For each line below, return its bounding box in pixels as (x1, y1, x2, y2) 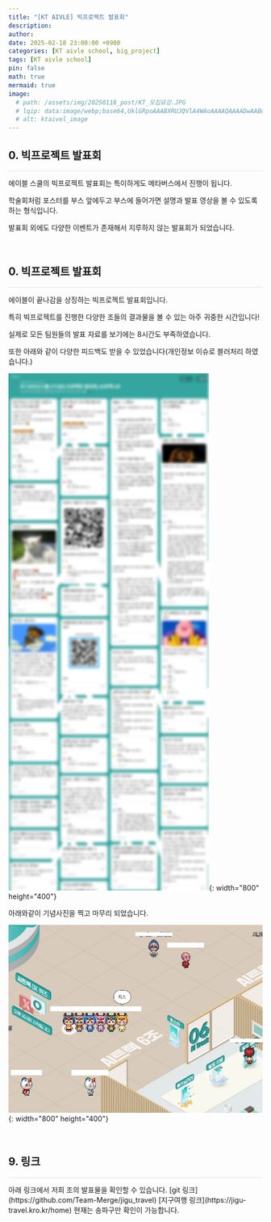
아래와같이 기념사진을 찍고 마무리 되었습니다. (8, 908, 149, 917)
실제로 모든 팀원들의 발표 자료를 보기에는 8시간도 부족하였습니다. (8, 329, 211, 339)
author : (8, 30, 35, 38)
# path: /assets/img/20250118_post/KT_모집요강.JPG (15, 98, 186, 107)
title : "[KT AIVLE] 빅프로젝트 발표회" (8, 13, 129, 21)
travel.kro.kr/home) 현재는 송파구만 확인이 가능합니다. (8, 1205, 180, 1216)
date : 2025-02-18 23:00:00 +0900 (8, 39, 121, 47)
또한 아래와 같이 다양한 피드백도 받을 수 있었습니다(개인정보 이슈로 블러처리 (8, 346, 244, 356)
